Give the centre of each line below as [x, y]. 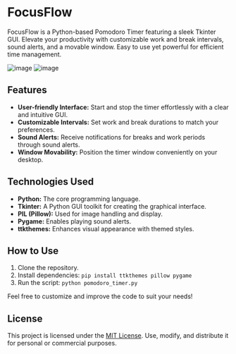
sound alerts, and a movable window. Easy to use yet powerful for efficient [116, 47]
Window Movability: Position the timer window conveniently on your [117, 152]
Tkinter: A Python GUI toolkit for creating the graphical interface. [112, 206]
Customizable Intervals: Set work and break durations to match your [118, 122]
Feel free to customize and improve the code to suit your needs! [100, 296]
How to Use [33, 251]
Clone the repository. [48, 268]
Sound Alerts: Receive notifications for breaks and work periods [111, 137]
